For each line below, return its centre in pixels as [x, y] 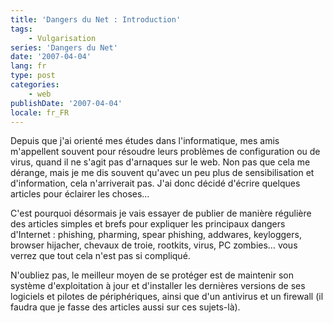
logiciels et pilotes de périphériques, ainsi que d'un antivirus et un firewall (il [167, 297]
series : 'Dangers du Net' [64, 47]
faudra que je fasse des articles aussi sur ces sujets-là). [125, 307]
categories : [35, 85]
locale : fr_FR [40, 112]
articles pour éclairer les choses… [80, 194]
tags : [21, 29]
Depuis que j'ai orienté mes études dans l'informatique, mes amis [145, 141]
